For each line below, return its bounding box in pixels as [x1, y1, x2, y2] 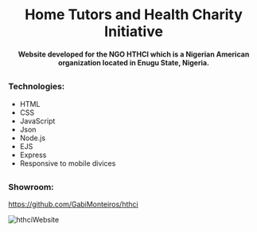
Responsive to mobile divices [19, 158, 116, 168]
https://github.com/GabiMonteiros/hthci [8, 199, 138, 209]
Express [19, 150, 47, 159]
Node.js [19, 133, 46, 143]
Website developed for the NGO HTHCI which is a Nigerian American [18, 49, 250, 59]
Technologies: [8, 81, 65, 92]
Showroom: [8, 181, 54, 192]
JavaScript [19, 116, 56, 125]
